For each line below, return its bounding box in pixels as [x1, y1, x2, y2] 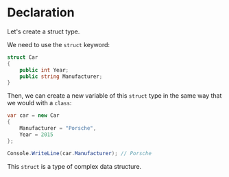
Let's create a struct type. [7, 27, 80, 36]
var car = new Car [7, 112, 60, 119]
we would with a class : [7, 99, 72, 107]
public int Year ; [19, 66, 69, 73]
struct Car [7, 53, 38, 61]
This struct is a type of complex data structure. [7, 162, 142, 170]
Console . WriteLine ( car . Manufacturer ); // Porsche [7, 150, 152, 156]
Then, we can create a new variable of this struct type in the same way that [7, 92, 222, 100]
